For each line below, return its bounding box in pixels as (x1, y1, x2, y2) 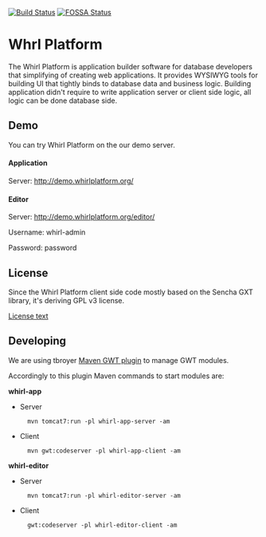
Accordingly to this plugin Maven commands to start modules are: (8, 371, 225, 381)
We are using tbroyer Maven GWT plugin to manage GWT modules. (8, 355, 229, 365)
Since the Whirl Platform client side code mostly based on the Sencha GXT (8, 287, 253, 297)
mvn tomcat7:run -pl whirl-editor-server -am (27, 492, 181, 499)
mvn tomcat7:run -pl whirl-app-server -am (27, 417, 170, 425)
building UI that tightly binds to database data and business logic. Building (8, 78, 252, 88)
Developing (8, 334, 66, 348)
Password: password (8, 243, 77, 253)
